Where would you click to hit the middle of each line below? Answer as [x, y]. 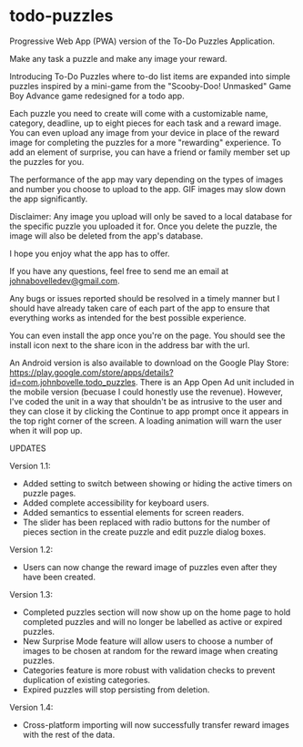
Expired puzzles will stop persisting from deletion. [116, 690]
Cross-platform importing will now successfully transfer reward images [156, 724]
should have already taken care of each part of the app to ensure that [140, 308]
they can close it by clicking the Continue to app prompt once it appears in [149, 411]
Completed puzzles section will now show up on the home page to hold [157, 612]
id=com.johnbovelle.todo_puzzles [73, 382]
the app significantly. [49, 199]
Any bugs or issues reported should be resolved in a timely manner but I [145, 298]
